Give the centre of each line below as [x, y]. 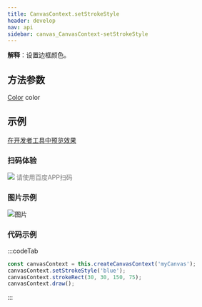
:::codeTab [23, 251]
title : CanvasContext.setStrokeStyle [64, 14]
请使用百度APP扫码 [44, 177]
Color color [24, 98]
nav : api [20, 27]
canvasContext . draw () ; [41, 284]
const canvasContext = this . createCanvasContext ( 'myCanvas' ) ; [102, 264]
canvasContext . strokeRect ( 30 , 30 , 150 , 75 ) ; [75, 277]
